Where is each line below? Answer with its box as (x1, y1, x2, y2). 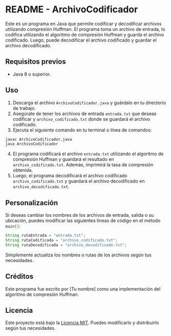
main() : (5, 223, 20, 229)
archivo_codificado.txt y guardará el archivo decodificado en (12, 178, 145, 184)
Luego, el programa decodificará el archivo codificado (12, 173, 127, 179)
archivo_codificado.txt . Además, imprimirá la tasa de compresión (12, 162, 154, 168)
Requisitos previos (5, 58, 66, 66)
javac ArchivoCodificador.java (5, 137, 72, 142)
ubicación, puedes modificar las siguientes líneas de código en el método (5, 217, 161, 224)
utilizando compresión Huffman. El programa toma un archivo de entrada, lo (5, 26, 165, 32)
